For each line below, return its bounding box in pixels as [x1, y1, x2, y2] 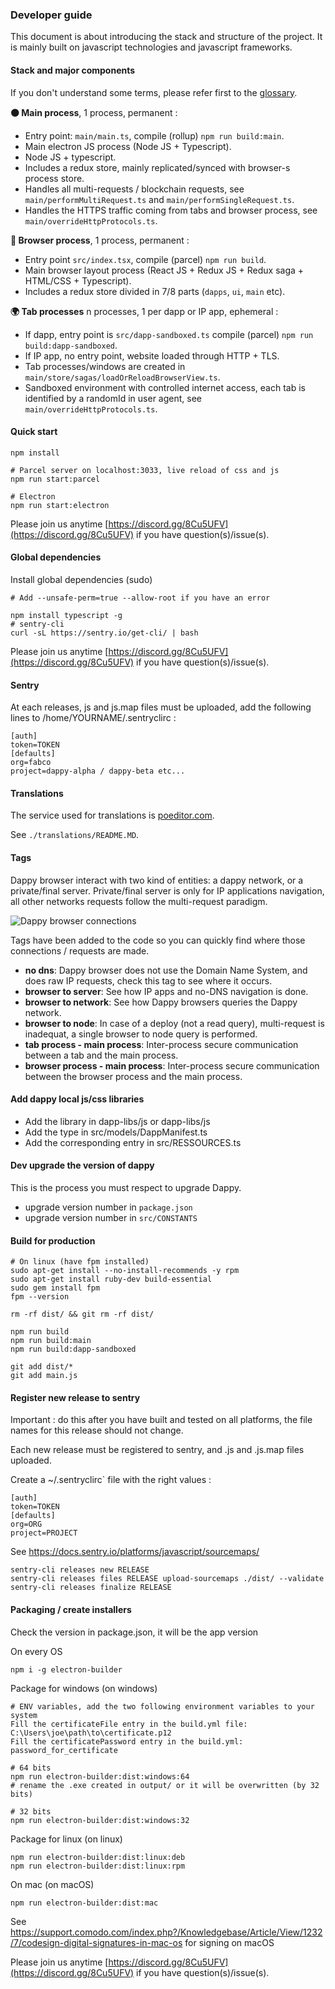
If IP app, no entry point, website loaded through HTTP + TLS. [24, 349, 280, 362]
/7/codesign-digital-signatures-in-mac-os [10, 1936, 183, 1948]
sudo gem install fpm [10, 1283, 101, 1293]
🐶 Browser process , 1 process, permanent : [10, 234, 190, 246]
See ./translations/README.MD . [10, 829, 140, 841]
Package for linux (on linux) [10, 1833, 123, 1845]
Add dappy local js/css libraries [10, 1093, 145, 1105]
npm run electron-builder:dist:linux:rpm [10, 1861, 186, 1871]
